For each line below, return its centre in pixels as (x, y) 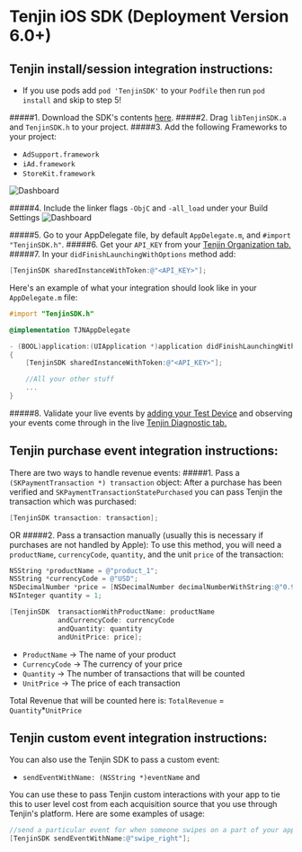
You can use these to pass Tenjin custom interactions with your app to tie (145, 794)
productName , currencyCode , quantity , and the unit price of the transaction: (147, 554)
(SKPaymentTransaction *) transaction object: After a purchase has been (146, 482)
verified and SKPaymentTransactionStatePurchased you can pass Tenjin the (146, 491)
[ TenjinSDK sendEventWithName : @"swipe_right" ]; (100, 839)
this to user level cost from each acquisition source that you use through (143, 804)
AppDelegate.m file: (44, 297)
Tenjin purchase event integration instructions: (144, 451)
